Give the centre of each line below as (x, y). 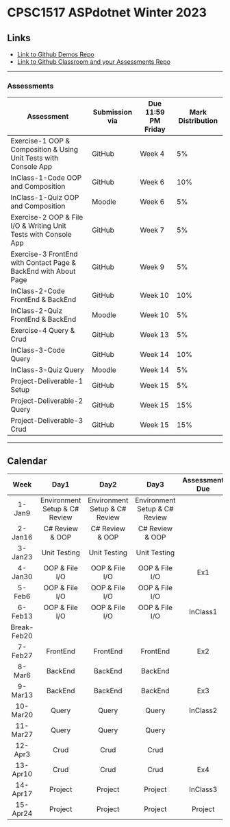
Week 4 (152, 154)
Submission (112, 113)
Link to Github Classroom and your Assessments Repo (94, 62)
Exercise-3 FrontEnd (44, 254)
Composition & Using (44, 150)
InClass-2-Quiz (37, 311)
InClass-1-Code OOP (46, 178)
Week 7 (152, 230)
